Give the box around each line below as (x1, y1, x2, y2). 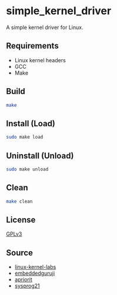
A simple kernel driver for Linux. (6, 24, 83, 31)
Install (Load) (6, 118, 56, 129)
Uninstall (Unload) (6, 150, 74, 161)
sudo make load (6, 134, 44, 140)
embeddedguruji (14, 270, 55, 277)
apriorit (14, 276, 32, 283)
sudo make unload (6, 166, 49, 172)
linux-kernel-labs (14, 264, 56, 271)
